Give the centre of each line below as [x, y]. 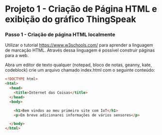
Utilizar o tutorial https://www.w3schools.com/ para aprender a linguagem [79, 45]
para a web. [17, 56]
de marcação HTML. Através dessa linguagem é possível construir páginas [80, 50]
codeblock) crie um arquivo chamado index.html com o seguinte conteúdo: [80, 70]
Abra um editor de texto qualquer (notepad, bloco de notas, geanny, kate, [78, 65]
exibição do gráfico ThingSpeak [71, 19]
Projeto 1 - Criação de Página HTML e [81, 9]
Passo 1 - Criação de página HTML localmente [60, 35]
